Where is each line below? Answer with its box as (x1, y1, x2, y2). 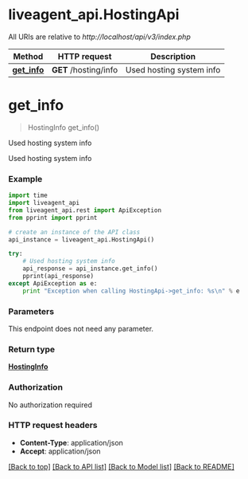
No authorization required (8, 400, 93, 410)
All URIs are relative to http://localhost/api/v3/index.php (8, 32, 191, 41)
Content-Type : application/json (19, 438, 123, 447)
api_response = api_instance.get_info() (22, 265, 158, 273)
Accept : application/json (19, 446, 101, 456)
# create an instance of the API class (8, 228, 141, 236)
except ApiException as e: (8, 279, 98, 288)
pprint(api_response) (22, 273, 94, 281)
